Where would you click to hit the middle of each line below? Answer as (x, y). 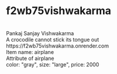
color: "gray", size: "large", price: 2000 (53, 64)
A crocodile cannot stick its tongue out (53, 39)
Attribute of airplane (30, 58)
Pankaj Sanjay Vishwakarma (40, 33)
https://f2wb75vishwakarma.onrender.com (58, 46)
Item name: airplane (30, 52)
